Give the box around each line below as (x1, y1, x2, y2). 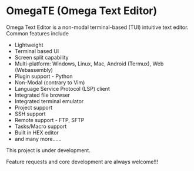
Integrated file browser (14, 91, 71, 98)
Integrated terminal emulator (14, 97, 84, 104)
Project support (14, 104, 53, 111)
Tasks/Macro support (14, 123, 67, 130)
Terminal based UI (14, 47, 59, 54)
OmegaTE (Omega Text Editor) (6, 4, 158, 18)
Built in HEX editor (14, 129, 59, 136)
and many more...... (14, 135, 62, 142)
